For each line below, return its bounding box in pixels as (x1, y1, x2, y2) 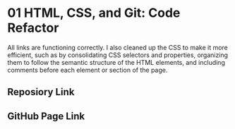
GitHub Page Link (7, 110, 85, 122)
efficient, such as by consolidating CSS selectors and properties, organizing (7, 51, 228, 59)
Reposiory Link (7, 86, 75, 98)
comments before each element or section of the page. (7, 66, 168, 74)
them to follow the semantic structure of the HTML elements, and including (7, 58, 226, 66)
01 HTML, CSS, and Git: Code (7, 5, 181, 21)
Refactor (7, 20, 59, 36)
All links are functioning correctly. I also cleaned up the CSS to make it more (7, 43, 228, 51)
